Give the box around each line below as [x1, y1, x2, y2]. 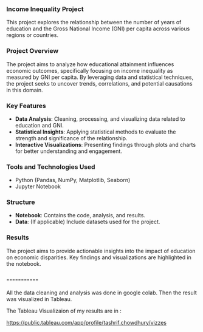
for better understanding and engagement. [15, 147, 123, 155]
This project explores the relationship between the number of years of [6, 19, 182, 26]
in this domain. [6, 86, 43, 93]
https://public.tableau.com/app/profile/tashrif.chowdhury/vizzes [6, 319, 167, 327]
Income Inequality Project [6, 5, 84, 13]
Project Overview [6, 47, 59, 55]
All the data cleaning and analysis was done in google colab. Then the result [6, 289, 198, 296]
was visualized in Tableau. [6, 296, 72, 303]
